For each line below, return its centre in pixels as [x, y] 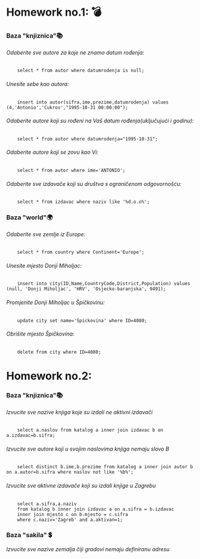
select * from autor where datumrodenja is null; [81, 71]
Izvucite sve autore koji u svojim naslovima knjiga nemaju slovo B [88, 449]
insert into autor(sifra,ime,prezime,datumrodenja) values [93, 102]
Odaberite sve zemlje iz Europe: [46, 234]
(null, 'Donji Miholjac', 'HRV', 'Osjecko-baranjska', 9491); [86, 289]
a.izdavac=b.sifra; [31, 435]
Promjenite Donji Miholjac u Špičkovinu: [56, 303]
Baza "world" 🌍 [30, 217]
